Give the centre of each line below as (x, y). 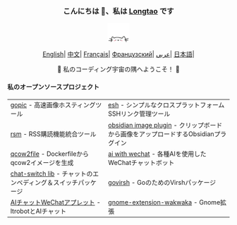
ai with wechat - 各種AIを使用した (157, 154)
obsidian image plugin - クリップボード (165, 125)
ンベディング (29, 183)
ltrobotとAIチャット (38, 211)
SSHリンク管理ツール (139, 114)
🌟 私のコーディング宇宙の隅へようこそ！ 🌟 (119, 69)
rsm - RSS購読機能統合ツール (53, 134)
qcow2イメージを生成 (42, 162)
